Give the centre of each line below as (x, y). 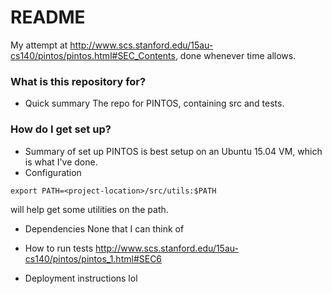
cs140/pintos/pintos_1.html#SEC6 (93, 258)
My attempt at (39, 45)
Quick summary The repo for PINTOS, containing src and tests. (154, 103)
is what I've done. (61, 162)
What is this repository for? (78, 81)
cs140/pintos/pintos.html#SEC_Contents (93, 55)
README (48, 17)
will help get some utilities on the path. (89, 209)
